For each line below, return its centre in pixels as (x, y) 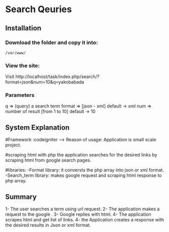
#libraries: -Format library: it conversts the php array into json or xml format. (85, 170)
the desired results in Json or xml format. (48, 225)
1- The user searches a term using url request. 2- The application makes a (82, 209)
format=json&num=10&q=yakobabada (45, 82)
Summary (21, 197)
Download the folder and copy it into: (52, 43)
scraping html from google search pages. (48, 160)
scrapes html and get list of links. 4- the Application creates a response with (85, 220)
